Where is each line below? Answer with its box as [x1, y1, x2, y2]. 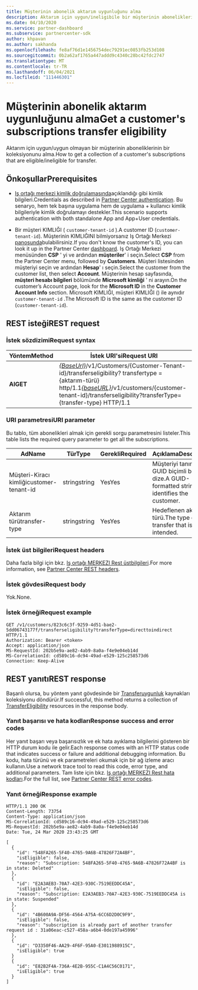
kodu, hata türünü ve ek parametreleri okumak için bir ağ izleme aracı [6, 756, 174, 763]
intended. [152, 528, 179, 536]
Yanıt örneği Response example [6, 790, 97, 798]
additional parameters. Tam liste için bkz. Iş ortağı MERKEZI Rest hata [6, 769, 175, 776]
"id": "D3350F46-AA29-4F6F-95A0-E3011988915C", [16, 943, 136, 949]
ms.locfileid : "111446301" [6, 74, 72, 80]
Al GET [9, 380, 28, 388]
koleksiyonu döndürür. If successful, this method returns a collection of [6, 696, 178, 703]
